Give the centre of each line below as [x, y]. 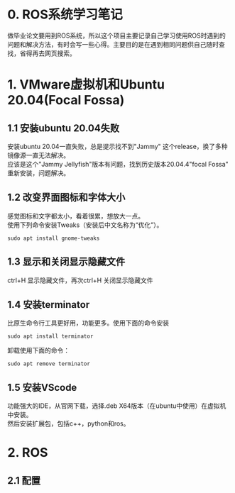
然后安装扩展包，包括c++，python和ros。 [69, 423]
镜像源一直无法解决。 [38, 155]
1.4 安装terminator [49, 305]
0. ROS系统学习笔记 [65, 15]
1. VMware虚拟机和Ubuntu [86, 85]
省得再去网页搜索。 [48, 53]
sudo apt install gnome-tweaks [54, 238]
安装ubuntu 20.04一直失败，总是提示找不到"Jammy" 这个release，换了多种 [118, 146]
